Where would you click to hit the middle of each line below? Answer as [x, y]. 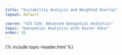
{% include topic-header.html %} [39, 47]
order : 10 [16, 33]
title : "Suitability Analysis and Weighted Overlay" [62, 10]
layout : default [22, 14]
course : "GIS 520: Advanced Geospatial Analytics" [59, 23]
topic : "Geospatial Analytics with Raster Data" [57, 28]
